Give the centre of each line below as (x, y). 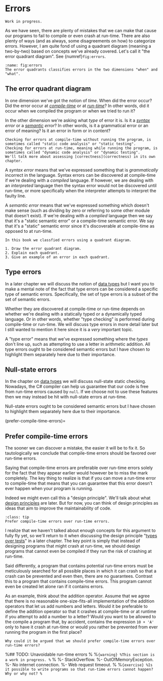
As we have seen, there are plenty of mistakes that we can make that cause (81, 30)
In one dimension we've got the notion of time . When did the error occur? (79, 100)
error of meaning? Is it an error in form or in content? (58, 131)
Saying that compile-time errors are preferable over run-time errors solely (79, 468)
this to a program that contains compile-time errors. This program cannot (78, 581)
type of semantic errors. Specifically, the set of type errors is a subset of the (82, 294)
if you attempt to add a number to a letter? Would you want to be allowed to (81, 617)
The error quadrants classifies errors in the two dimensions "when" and (81, 69)
